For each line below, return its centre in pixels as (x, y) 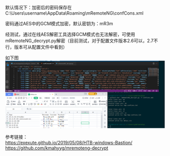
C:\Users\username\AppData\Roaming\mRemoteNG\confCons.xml (74, 13)
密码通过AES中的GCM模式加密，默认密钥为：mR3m (59, 24)
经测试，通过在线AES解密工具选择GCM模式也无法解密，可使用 (70, 34)
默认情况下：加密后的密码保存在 (38, 7)
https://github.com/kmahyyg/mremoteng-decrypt (57, 148)
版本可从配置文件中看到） (40, 47)
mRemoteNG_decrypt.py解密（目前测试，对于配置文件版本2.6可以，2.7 (79, 41)
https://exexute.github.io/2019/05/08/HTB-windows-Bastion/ (69, 142)
